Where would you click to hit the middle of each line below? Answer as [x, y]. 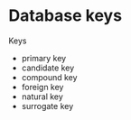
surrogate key [47, 106]
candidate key [48, 68]
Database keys [65, 16]
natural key [42, 97]
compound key [49, 77]
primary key [44, 58]
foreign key [42, 87]
